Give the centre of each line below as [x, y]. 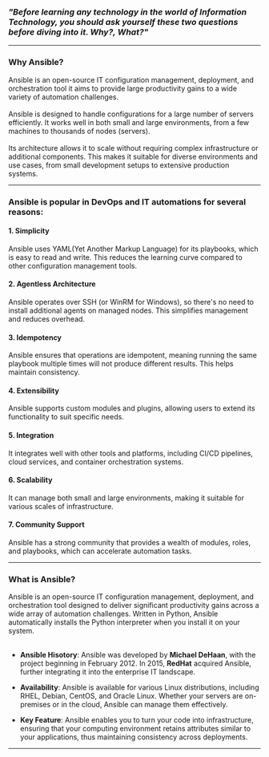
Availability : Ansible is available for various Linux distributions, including [139, 687]
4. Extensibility [34, 391]
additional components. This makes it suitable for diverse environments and [133, 156]
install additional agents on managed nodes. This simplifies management [128, 310]
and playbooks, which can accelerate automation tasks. [100, 551]
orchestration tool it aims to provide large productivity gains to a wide [123, 88]
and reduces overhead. [47, 318]
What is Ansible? [42, 579]
